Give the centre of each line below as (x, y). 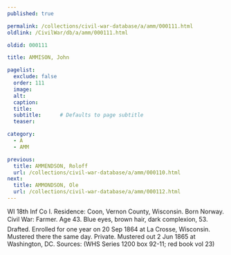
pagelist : (21, 70)
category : (21, 134)
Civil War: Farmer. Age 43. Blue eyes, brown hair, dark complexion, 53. (108, 219)
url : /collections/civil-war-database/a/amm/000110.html (97, 173)
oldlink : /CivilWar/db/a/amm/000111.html (68, 33)
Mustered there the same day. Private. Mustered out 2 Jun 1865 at (101, 236)
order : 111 (29, 83)
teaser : (25, 122)
